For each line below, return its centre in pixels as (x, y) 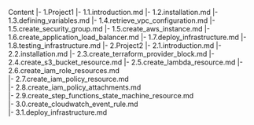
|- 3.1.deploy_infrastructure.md (58, 112)
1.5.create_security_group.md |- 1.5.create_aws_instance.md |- (109, 29)
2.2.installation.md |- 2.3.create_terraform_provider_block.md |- (111, 54)
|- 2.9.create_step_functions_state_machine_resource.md (101, 96)
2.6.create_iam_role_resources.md (64, 70)
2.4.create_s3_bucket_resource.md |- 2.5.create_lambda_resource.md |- (126, 62)
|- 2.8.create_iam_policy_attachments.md (75, 87)
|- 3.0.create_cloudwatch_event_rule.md (74, 104)
